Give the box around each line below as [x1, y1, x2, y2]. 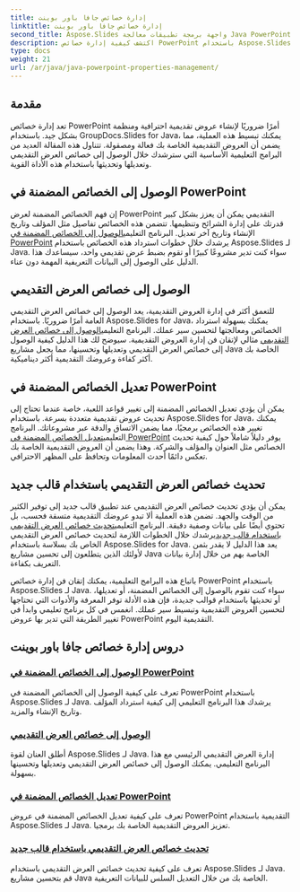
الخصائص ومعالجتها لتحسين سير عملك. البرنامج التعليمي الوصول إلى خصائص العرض [10, 325, 282, 336]
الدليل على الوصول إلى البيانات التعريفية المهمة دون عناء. [10, 256, 200, 267]
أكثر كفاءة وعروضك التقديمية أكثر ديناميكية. [10, 354, 153, 364]
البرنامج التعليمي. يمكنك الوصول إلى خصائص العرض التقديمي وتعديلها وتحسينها [10, 757, 270, 768]
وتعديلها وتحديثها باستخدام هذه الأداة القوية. [10, 158, 151, 169]
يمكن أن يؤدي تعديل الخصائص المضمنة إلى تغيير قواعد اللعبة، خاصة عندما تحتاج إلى [10, 403, 285, 414]
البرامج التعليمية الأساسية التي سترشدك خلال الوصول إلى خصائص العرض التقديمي [10, 149, 283, 160]
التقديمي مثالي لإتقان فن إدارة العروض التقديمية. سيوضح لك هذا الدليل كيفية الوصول [10, 334, 289, 345]
